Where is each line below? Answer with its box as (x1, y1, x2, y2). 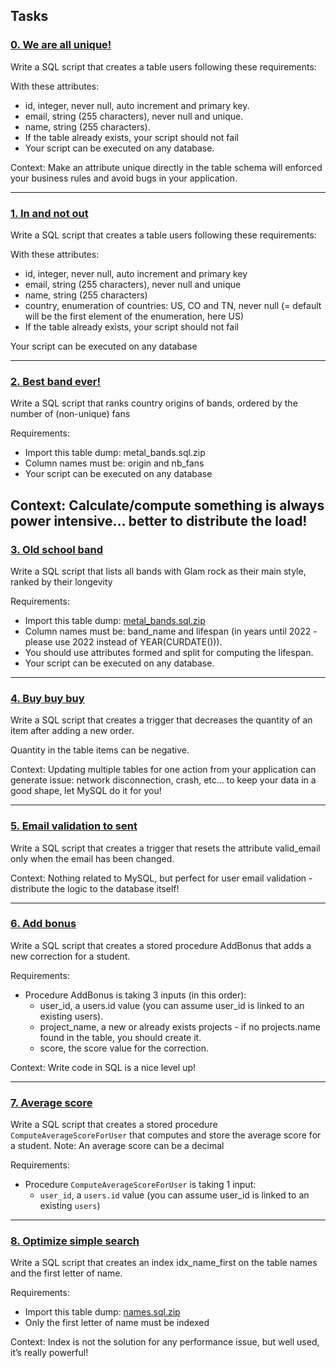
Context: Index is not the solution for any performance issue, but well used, (10, 1336, 320, 1348)
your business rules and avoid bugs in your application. (10, 172, 238, 184)
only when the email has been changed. (10, 852, 175, 864)
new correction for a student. (10, 950, 131, 962)
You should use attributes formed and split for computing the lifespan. (24, 646, 314, 658)
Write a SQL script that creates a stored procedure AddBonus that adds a (10, 939, 312, 951)
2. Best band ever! (10, 374, 101, 388)
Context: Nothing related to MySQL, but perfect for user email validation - (10, 872, 313, 884)
